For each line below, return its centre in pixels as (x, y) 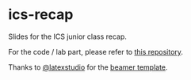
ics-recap (41, 15)
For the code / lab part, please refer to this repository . (96, 51)
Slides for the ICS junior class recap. (67, 36)
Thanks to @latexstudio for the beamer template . (88, 67)
